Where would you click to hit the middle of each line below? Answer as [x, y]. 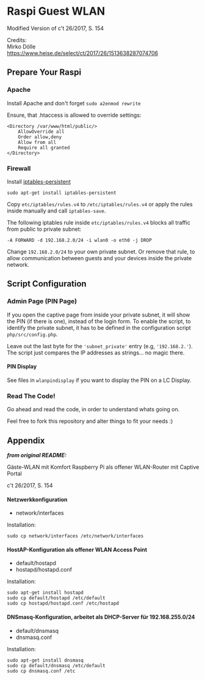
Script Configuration [47, 284]
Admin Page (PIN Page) [42, 301]
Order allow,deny [40, 137]
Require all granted [44, 148]
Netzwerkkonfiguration [37, 499]
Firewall [19, 168]
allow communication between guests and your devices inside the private [99, 258]
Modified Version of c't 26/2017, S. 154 [56, 28]
